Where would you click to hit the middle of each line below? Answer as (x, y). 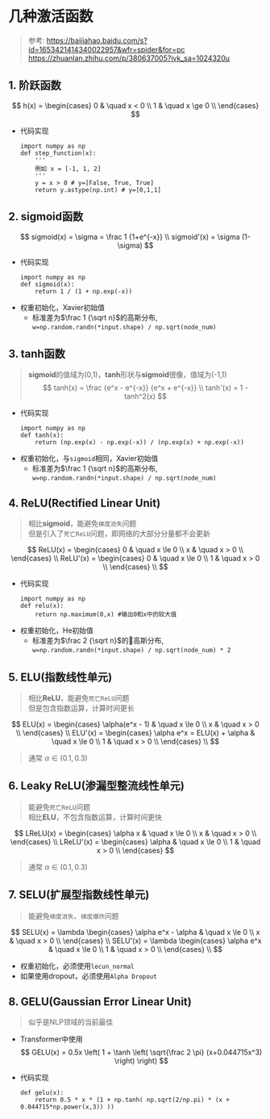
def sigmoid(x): (47, 284)
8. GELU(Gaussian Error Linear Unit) (100, 1002)
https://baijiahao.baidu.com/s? (97, 40)
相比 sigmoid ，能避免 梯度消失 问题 (82, 524)
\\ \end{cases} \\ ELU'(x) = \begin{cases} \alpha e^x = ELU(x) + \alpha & (135, 733)
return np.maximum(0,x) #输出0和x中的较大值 (106, 614)
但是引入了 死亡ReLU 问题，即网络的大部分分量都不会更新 (119, 534)
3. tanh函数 (37, 353)
